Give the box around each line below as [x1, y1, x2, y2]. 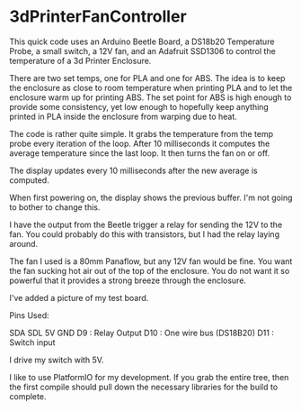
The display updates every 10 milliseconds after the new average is [9, 165, 258, 176]
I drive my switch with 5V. [9, 354, 104, 365]
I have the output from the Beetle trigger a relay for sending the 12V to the [9, 219, 283, 230]
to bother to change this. [9, 201, 101, 213]
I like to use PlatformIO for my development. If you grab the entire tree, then [9, 371, 289, 382]
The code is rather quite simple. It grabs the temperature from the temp [9, 128, 274, 139]
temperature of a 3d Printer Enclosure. [9, 55, 152, 66]
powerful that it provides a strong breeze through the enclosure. [9, 275, 247, 286]
